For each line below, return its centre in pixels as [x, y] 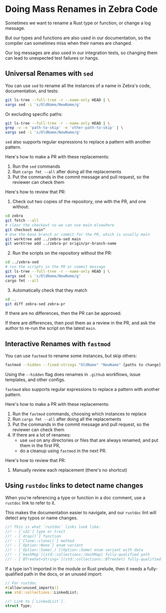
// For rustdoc [21, 583]
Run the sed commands [36, 166]
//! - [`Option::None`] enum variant [44, 545]
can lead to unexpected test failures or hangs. [52, 58]
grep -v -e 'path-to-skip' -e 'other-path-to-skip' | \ [64, 128]
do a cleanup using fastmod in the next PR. [63, 451]
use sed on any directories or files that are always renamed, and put [89, 440]
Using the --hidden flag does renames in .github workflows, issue [73, 375]
